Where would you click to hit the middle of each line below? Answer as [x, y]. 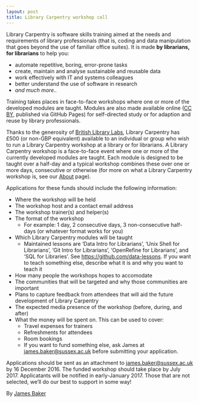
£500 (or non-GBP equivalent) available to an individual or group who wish [98, 138]
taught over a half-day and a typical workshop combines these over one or [98, 164]
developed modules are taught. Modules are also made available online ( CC [99, 108]
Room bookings [43, 338]
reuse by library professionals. [43, 120]
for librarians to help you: [38, 53]
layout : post [22, 12]
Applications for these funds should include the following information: [92, 188]
